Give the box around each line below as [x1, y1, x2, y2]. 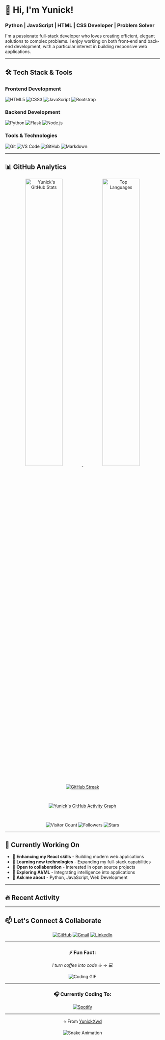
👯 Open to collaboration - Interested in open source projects [12, 864, 136, 870]
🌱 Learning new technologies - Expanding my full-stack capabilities [12, 859, 151, 865]
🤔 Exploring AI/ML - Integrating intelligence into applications [12, 869, 136, 876]
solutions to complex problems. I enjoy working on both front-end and [5, 38, 147, 44]
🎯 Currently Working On [5, 841, 80, 849]
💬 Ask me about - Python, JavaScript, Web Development [12, 875, 128, 880]
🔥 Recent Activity [5, 893, 60, 902]
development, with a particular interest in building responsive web [14, 44, 147, 50]
